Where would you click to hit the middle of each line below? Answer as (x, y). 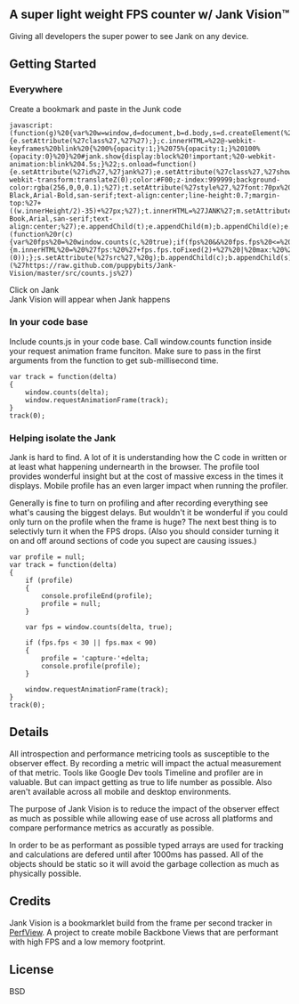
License (32, 970)
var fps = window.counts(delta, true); (99, 627)
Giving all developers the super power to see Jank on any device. (129, 36)
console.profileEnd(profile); (97, 596)
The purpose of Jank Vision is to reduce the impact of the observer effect (144, 808)
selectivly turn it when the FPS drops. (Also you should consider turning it (144, 531)
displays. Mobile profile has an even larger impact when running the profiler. (149, 486)
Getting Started (53, 65)
